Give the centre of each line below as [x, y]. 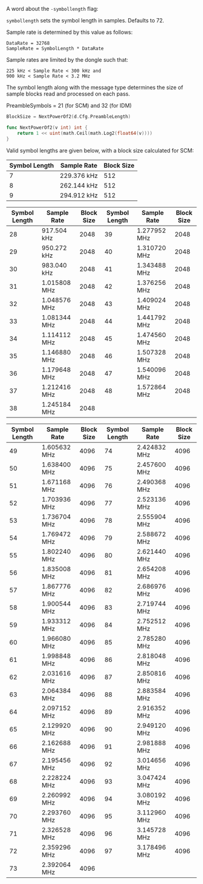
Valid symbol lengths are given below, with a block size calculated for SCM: [100, 150]
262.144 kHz [79, 185]
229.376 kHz [79, 175]
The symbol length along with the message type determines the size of [95, 87]
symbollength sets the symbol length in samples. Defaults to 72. [85, 20]
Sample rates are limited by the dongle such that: [67, 60]
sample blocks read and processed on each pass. [68, 94]
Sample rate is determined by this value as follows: [69, 32]
